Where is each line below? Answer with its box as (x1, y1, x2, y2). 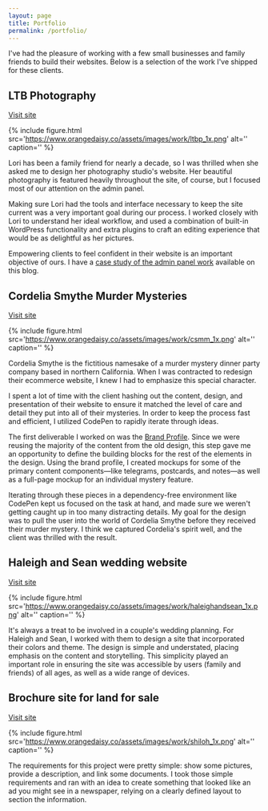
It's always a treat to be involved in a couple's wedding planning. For (8, 625, 234, 635)
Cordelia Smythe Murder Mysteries (8, 289, 188, 303)
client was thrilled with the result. (8, 533, 118, 542)
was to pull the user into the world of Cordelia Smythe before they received (8, 516, 256, 525)
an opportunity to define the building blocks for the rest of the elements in (8, 450, 252, 458)
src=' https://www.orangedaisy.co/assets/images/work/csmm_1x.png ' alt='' (8, 334, 255, 344)
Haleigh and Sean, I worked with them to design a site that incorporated (8, 634, 245, 644)
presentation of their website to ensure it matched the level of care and (8, 400, 242, 409)
